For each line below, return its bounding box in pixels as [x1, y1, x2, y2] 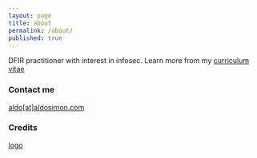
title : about [8, 19, 52, 27]
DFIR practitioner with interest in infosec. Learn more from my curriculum [8, 56, 250, 65]
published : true [8, 34, 62, 42]
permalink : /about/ [8, 26, 74, 34]
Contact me [8, 85, 55, 96]
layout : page [8, 11, 52, 20]
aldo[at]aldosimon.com [8, 102, 85, 112]
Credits [8, 122, 38, 133]
